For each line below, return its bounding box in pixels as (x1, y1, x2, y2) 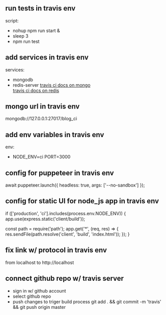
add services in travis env (5, 53, 89, 62)
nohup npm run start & (12, 28, 60, 34)
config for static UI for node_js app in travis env (5, 197, 159, 205)
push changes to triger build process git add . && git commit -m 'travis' (12, 298, 161, 305)
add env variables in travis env (5, 130, 104, 139)
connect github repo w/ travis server (5, 274, 124, 283)
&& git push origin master (12, 304, 66, 310)
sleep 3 (12, 33, 29, 39)
